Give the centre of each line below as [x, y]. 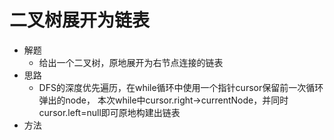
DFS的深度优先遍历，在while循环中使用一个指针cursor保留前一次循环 [181, 87]
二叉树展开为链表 [80, 20]
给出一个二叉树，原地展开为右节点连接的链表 [131, 62]
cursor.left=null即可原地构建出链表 [109, 112]
